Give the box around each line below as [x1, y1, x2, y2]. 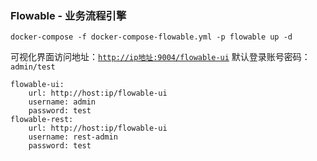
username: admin [28, 97, 97, 107]
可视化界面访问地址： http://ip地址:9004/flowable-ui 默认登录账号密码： [10, 51, 311, 63]
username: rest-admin [28, 132, 118, 142]
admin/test [10, 62, 56, 72]
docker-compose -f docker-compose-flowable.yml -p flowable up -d [10, 32, 293, 42]
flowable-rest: [10, 115, 74, 125]
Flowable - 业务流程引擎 [10, 8, 127, 22]
